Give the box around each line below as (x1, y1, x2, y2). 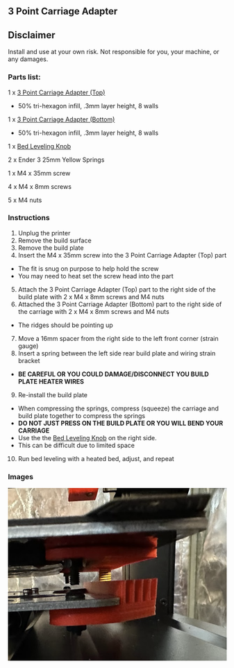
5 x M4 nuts (8, 196, 42, 204)
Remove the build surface (17, 236, 92, 244)
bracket (17, 356, 40, 365)
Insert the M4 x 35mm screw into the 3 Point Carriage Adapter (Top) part (17, 251, 227, 259)
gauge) (17, 342, 39, 350)
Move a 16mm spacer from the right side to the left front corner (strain (17, 334, 219, 342)
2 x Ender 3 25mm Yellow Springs (8, 156, 105, 164)
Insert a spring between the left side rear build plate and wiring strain (17, 349, 216, 357)
